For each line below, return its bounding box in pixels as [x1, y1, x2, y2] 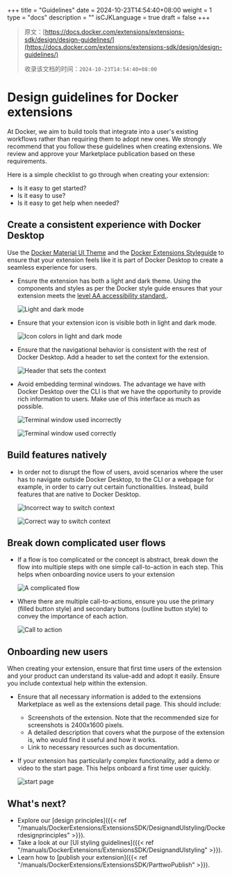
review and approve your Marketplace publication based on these [7, 149, 196, 157]
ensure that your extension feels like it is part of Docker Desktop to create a [7, 256, 224, 264]
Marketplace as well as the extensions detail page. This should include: [17, 700, 222, 708]
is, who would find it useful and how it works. [27, 736, 158, 744]
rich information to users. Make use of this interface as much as [17, 394, 200, 403]
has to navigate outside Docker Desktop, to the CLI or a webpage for [17, 475, 214, 483]
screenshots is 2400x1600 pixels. [27, 721, 124, 729]
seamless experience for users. [7, 263, 97, 271]
